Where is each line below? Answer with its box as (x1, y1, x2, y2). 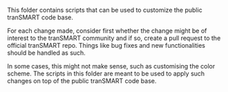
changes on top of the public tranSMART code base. (7, 77, 157, 85)
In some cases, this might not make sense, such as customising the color (7, 62, 216, 70)
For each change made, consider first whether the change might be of (7, 27, 207, 35)
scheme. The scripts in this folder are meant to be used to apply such (7, 69, 205, 77)
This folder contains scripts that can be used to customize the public (7, 6, 202, 14)
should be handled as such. (7, 48, 86, 57)
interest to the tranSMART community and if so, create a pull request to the (7, 34, 221, 42)
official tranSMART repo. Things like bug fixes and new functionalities (7, 42, 206, 49)
